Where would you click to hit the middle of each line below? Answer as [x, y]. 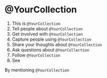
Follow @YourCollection [36, 55]
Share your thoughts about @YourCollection [57, 44]
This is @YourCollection [36, 23]
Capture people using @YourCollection [51, 39]
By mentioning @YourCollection [37, 70]
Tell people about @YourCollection [47, 28]
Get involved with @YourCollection [47, 34]
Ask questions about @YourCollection [50, 50]
